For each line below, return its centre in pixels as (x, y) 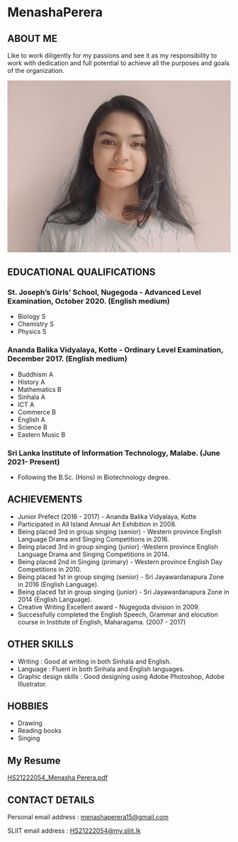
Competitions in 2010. (49, 569)
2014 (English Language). (55, 599)
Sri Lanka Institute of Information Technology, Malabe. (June (114, 453)
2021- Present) (34, 461)
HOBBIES (28, 706)
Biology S (32, 317)
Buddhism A (35, 374)
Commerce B (37, 412)
